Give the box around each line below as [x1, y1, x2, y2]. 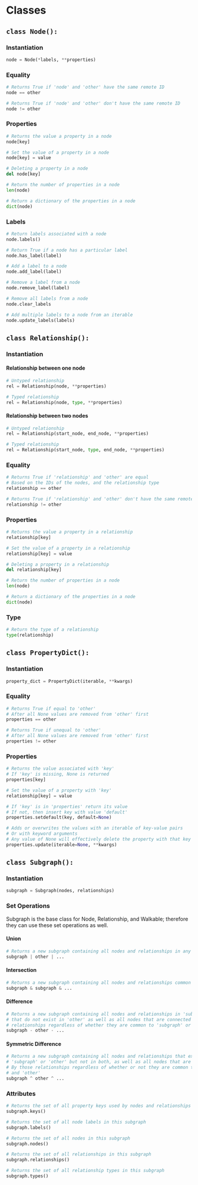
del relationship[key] [6, 567, 62, 573]
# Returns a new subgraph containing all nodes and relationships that [6, 1054, 186, 1060]
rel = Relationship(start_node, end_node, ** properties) [6, 431, 149, 437]
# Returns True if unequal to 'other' [6, 727, 101, 734]
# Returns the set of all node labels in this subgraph [6, 1119, 146, 1125]
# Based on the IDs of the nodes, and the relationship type [6, 480, 160, 486]
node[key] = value [6, 155, 51, 161]
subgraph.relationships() [6, 1157, 70, 1163]
